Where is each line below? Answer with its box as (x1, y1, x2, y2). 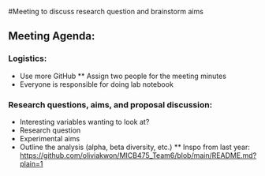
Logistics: (8, 53, 47, 64)
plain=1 (19, 159, 43, 168)
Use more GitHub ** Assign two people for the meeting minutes (19, 71, 227, 81)
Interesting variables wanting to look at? (19, 117, 150, 126)
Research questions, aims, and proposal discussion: (8, 99, 213, 110)
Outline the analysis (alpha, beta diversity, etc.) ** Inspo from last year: (19, 142, 250, 152)
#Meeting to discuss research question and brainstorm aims (8, 7, 203, 16)
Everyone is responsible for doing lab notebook (19, 79, 174, 89)
